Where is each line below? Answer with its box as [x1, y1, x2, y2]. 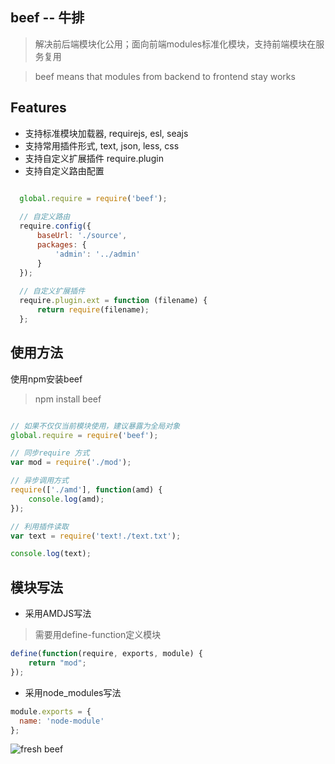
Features [10, 99, 67, 117]
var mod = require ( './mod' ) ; [10, 458, 132, 468]
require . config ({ [19, 221, 92, 232]
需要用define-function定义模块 [34, 629, 162, 641]
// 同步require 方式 [10, 448, 90, 458]
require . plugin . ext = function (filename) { [19, 296, 208, 306]
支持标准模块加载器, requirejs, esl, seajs [24, 127, 189, 139]
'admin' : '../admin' [54, 249, 141, 259]
